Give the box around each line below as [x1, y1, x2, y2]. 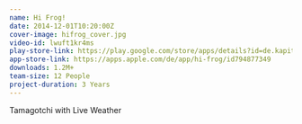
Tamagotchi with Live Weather [9, 104, 122, 115]
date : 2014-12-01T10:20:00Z [9, 22, 115, 31]
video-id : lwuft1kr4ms [9, 38, 94, 48]
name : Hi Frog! [9, 13, 67, 22]
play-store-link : [9, 47, 75, 56]
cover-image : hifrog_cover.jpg [9, 30, 127, 39]
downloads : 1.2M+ [9, 64, 75, 73]
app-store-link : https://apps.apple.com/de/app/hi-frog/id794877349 [9, 55, 271, 64]
